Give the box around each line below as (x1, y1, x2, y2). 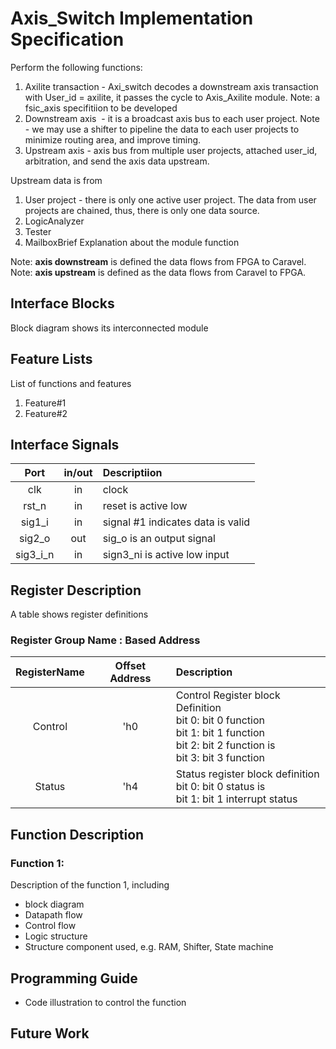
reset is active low (102, 499, 188, 513)
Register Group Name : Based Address (10, 633, 201, 647)
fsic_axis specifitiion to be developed (24, 102, 178, 114)
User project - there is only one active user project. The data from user (24, 193, 317, 206)
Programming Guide (10, 970, 138, 987)
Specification (10, 28, 125, 51)
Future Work (10, 1025, 90, 1042)
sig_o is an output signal (102, 532, 216, 546)
